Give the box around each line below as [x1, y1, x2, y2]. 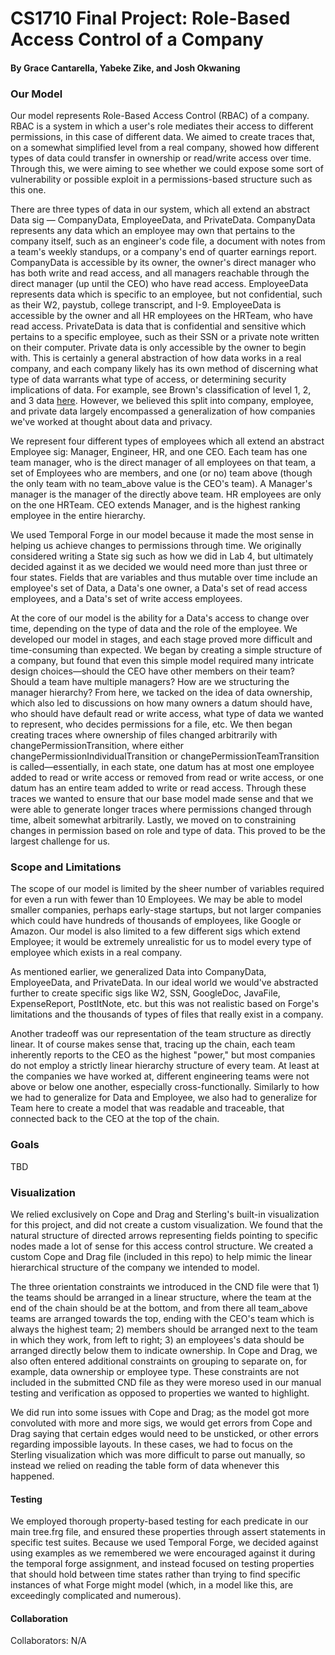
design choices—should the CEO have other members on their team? [10, 665, 295, 677]
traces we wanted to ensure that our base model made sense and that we [10, 793, 314, 805]
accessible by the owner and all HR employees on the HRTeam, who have [10, 310, 313, 322]
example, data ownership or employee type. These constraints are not [10, 1365, 300, 1377]
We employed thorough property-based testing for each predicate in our [10, 1515, 309, 1527]
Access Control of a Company [10, 28, 264, 51]
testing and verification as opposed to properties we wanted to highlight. [10, 1387, 310, 1399]
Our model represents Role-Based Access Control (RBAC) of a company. [10, 110, 310, 122]
